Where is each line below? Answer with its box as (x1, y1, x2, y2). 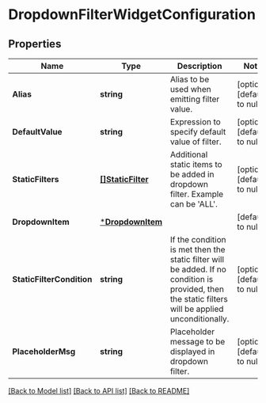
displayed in (169, 346, 215, 357)
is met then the (169, 244, 226, 255)
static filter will (169, 254, 224, 264)
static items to (169, 159, 223, 169)
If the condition (169, 234, 226, 245)
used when (169, 84, 211, 94)
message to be (169, 336, 226, 347)
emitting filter (169, 93, 220, 105)
